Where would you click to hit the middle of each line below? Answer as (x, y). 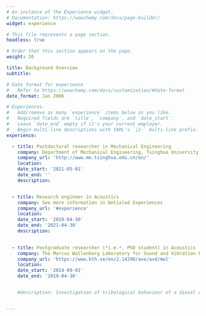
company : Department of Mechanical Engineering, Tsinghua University (108, 152)
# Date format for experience (45, 84)
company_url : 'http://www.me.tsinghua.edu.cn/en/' (83, 158)
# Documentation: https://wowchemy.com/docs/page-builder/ (83, 18)
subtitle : (19, 73)
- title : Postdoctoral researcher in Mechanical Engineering (92, 146)
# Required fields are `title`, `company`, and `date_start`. (90, 119)
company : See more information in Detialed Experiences (90, 202)
